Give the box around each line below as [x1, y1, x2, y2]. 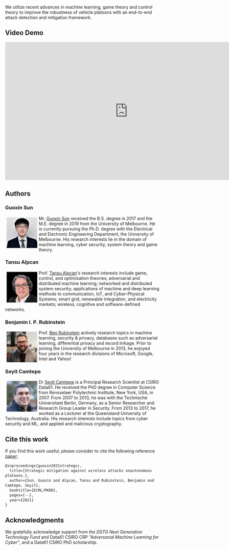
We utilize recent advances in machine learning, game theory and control [5, 4, 153, 10]
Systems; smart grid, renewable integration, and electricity [39, 296, 157, 302]
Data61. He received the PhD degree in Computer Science [39, 384, 156, 390]
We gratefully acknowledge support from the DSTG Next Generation [5, 529, 143, 535]
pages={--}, [9, 493, 34, 498]
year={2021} [9, 498, 34, 503]
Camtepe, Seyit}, [5, 483, 41, 488]
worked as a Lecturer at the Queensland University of [39, 410, 147, 416]
